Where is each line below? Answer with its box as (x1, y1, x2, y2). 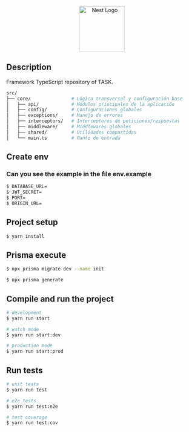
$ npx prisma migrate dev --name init (6, 266, 104, 272)
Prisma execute (6, 250, 67, 260)
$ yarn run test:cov (6, 420, 59, 426)
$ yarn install (6, 233, 45, 239)
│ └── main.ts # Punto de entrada (6, 135, 121, 141)
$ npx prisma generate (6, 277, 64, 283)
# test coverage (6, 414, 47, 421)
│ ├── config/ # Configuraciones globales (6, 106, 142, 113)
